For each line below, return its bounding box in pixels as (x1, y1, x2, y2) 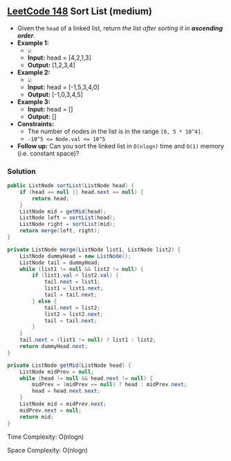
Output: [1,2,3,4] (27, 60, 76, 69)
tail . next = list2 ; (44, 304, 100, 311)
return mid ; (19, 413, 54, 420)
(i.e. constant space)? (17, 149, 80, 157)
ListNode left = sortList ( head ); (19, 214, 116, 221)
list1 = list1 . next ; (44, 285, 104, 292)
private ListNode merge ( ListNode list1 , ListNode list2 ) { (7, 246, 181, 253)
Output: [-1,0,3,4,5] (27, 90, 83, 98)
